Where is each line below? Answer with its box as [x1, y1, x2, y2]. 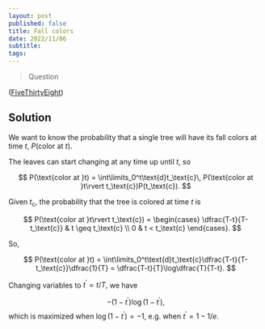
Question [27, 72, 59, 81]
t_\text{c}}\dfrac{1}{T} [36, 263, 109, 272]
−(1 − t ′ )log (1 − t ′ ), [106, 296, 166, 306]
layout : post [8, 11, 53, 20]
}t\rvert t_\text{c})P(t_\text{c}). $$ [80, 181, 191, 190]
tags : [8, 49, 27, 58]
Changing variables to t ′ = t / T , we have [8, 279, 138, 290]
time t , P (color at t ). [8, 141, 73, 151]
